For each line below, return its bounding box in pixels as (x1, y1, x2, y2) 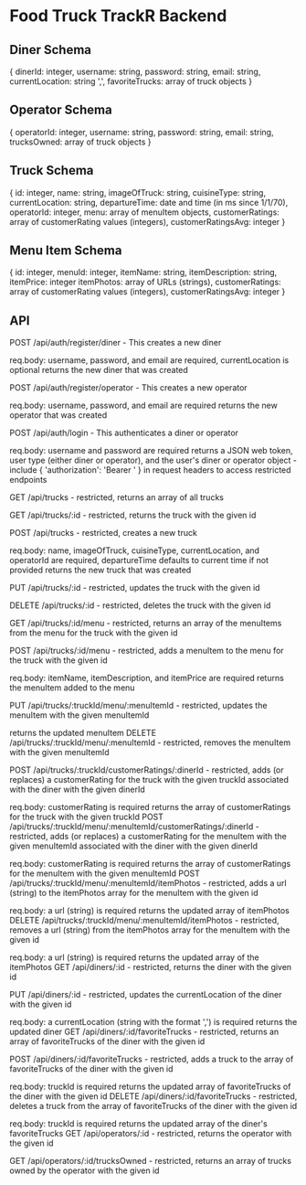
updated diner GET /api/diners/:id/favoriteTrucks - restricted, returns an (9, 1026, 280, 1038)
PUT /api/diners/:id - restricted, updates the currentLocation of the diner (9, 989, 282, 1000)
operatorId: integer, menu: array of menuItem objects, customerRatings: (9, 207, 280, 218)
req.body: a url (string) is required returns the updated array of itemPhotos (9, 905, 290, 916)
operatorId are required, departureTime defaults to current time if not (9, 555, 269, 566)
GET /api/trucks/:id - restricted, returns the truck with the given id (9, 509, 257, 521)
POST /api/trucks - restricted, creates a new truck (9, 528, 198, 539)
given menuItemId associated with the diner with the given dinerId (9, 840, 259, 851)
